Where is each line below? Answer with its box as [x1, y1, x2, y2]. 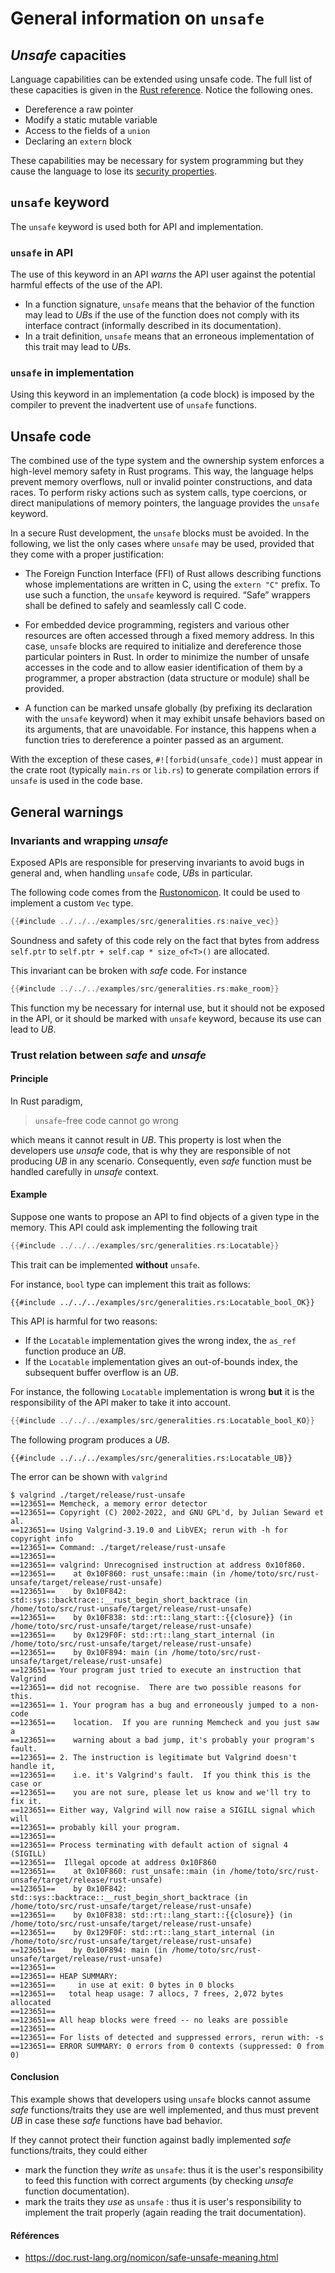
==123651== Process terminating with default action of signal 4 [10, 1840, 288, 1850]
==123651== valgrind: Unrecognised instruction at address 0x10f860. [10, 1560, 307, 1570]
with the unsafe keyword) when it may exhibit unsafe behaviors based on [24, 713, 325, 725]
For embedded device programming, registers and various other [24, 619, 290, 631]
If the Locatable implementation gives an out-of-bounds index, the [24, 1355, 298, 1367]
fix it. [10, 1796, 43, 1806]
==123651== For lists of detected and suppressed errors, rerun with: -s [10, 2032, 325, 2042]
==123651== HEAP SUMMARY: [10, 1971, 118, 1981]
